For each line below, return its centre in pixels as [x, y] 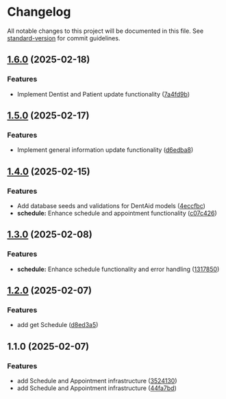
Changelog [39, 12]
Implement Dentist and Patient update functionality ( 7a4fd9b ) [103, 94]
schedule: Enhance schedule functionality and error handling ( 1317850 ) [118, 269]
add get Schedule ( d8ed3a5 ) [58, 325]
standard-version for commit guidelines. [64, 38]
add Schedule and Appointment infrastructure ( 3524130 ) [97, 381]
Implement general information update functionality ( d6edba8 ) [105, 150]
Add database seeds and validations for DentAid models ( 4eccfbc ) [111, 206]
